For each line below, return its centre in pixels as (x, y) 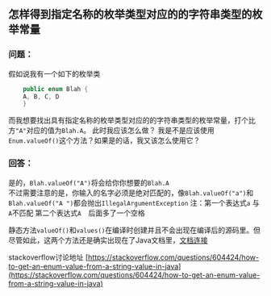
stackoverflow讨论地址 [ (48, 257)
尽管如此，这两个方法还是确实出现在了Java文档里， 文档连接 (108, 240)
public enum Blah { (56, 89)
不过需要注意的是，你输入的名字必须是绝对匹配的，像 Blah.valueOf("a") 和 (131, 193)
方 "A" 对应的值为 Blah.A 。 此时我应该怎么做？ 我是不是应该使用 (112, 131)
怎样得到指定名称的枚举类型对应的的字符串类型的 (130, 15)
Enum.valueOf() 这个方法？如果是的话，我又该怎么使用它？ (104, 140)
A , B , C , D (41, 96)
